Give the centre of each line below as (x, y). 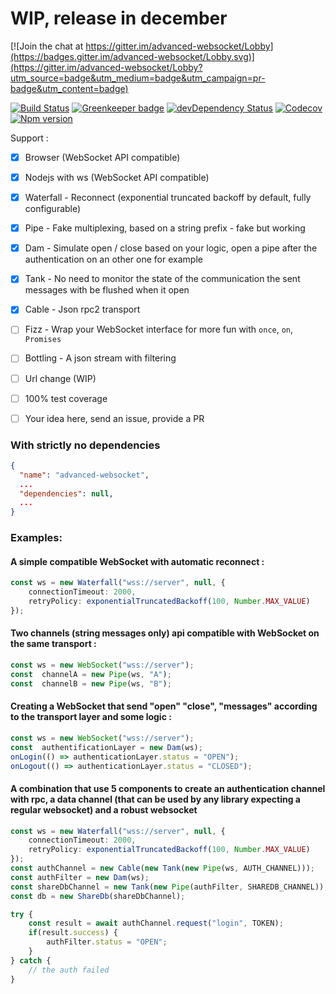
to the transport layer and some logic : (91, 717)
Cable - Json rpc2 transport (82, 309)
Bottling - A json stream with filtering (100, 358)
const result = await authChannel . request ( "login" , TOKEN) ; (156, 923)
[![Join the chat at (47, 46)
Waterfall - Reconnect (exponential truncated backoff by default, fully (168, 198)
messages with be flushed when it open (107, 290)
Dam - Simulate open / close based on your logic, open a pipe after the (171, 248)
